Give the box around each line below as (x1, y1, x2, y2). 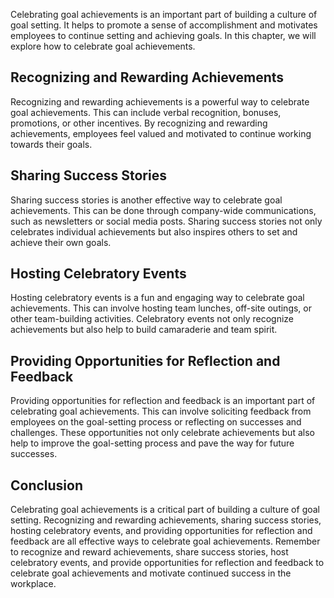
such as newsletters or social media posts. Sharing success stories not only (10, 215, 323, 227)
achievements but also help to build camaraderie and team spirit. (10, 324, 278, 336)
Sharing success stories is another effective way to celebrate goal (10, 194, 283, 206)
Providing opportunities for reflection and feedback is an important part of (10, 395, 316, 407)
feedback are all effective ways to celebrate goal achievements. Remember (10, 535, 321, 548)
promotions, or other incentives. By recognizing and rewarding (10, 117, 268, 129)
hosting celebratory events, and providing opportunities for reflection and (10, 525, 313, 537)
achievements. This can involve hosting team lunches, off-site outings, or (10, 302, 312, 314)
